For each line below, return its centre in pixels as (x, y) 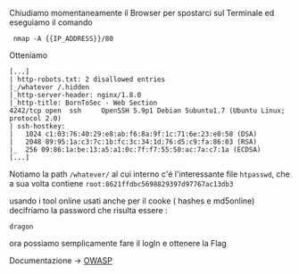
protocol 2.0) (36, 119)
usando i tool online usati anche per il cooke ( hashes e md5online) (132, 201)
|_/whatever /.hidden (50, 87)
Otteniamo (29, 55)
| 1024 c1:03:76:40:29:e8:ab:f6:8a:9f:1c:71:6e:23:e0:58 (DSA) (133, 134)
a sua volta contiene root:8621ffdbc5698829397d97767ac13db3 (121, 183)
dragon (21, 227)
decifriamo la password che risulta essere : (88, 210)
